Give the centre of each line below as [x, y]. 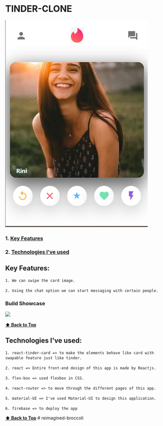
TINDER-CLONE [39, 9]
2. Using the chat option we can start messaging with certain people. [82, 291]
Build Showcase [25, 303]
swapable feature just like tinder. [44, 358]
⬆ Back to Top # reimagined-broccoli [45, 418]
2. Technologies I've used [37, 252]
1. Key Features [24, 238]
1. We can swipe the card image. [40, 280]
